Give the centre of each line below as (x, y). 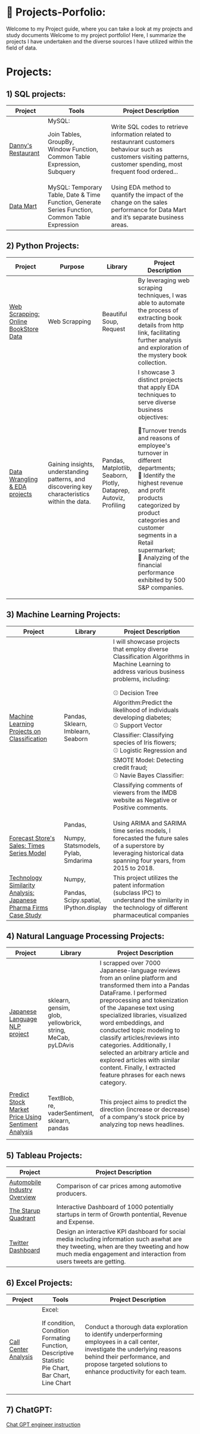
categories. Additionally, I (135, 1045)
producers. (72, 1194)
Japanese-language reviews (140, 971)
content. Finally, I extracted (137, 1068)
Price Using (25, 1117)
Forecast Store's (32, 838)
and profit (151, 490)
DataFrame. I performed (133, 993)
